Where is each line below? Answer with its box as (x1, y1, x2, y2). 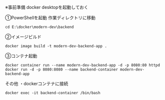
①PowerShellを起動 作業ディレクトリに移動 (5, 15, 96, 21)
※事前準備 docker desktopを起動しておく (5, 4, 88, 10)
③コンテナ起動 (5, 53, 38, 59)
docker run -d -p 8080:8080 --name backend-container (5, 67, 119, 72)
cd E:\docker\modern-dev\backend (5, 25, 74, 30)
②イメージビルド (5, 34, 42, 39)
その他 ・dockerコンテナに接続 (5, 81, 68, 86)
